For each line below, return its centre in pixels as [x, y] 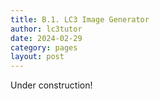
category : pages [44, 47]
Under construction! [51, 85]
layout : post [37, 57]
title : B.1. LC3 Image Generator [80, 19]
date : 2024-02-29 [46, 38]
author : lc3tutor [46, 29]
